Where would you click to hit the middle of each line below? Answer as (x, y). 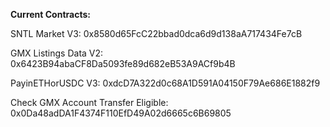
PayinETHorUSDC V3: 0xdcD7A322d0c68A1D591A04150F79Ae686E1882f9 (165, 83)
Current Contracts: (50, 14)
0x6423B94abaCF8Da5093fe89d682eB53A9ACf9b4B (123, 63)
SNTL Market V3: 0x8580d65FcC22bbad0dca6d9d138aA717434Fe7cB (156, 33)
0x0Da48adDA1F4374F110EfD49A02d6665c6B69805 (121, 113)
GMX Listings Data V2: (57, 53)
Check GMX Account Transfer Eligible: (89, 102)
